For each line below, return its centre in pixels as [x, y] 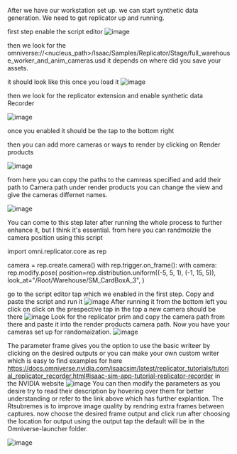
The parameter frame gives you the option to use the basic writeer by [109, 345]
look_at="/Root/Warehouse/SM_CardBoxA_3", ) [76, 280]
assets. [18, 68]
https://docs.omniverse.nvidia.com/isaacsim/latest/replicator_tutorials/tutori [118, 368]
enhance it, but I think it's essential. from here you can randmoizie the [109, 230]
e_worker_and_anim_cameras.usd [57, 60]
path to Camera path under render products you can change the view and [115, 187]
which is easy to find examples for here [65, 361]
